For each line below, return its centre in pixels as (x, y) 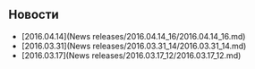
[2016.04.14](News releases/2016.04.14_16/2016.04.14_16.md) (133, 36)
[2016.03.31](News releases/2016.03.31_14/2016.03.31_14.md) (134, 46)
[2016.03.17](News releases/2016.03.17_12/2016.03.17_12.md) (131, 55)
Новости (34, 15)
